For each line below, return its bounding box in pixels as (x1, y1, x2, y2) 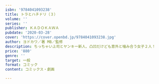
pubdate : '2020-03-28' (5, 30, 52, 35)
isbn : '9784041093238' (5, 7, 52, 12)
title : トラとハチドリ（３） (5, 12, 58, 17)
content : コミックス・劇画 (5, 67, 55, 72)
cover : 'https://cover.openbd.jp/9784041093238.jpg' (5, 35, 116, 40)
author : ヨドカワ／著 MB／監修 (5, 40, 63, 44)
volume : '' (5, 16, 28, 21)
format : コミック (5, 62, 38, 67)
